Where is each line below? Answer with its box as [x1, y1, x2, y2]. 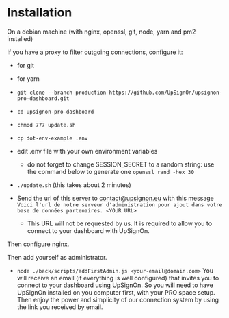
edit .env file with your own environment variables [16, 147, 158, 155]
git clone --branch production [16, 89, 107, 96]
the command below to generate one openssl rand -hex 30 [27, 167, 195, 175]
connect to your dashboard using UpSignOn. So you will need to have [16, 281, 213, 289]
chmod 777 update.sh [16, 121, 76, 128]
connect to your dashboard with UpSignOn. [27, 226, 150, 234]
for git [16, 61, 34, 69]
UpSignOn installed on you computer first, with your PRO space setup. [16, 288, 215, 296]
